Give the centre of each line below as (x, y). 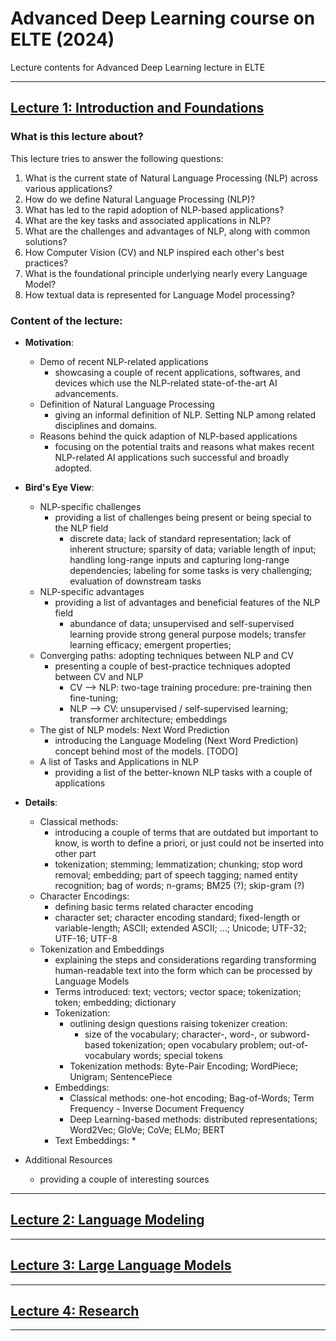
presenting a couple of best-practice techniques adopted (172, 666)
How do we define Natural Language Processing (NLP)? (140, 199)
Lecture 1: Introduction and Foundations (137, 108)
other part (75, 853)
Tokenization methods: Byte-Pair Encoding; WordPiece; (184, 1066)
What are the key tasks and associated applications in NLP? (148, 220)
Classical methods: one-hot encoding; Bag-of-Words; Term (192, 1098)
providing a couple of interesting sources (124, 1179)
